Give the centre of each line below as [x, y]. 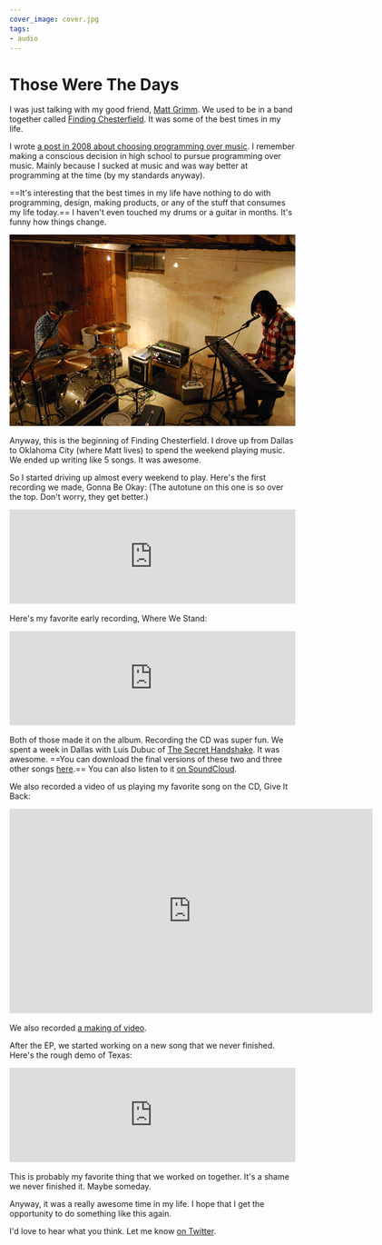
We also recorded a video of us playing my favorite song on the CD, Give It [149, 787]
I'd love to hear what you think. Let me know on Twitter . [113, 1231]
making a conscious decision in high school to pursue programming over [145, 156]
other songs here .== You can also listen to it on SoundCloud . [123, 769]
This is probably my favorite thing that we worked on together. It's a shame [150, 1177]
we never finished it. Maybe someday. [80, 1187]
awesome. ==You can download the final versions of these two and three [146, 760]
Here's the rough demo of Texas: [71, 1055]
